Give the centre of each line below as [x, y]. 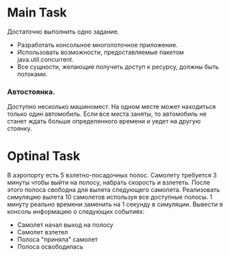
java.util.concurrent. [45, 59]
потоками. [32, 74]
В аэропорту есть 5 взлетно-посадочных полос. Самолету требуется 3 [112, 175]
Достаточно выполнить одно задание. [63, 32]
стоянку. [20, 129]
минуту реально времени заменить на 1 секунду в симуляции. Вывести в [115, 204]
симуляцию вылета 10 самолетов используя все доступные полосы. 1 [110, 197]
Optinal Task [44, 156]
